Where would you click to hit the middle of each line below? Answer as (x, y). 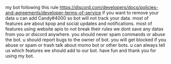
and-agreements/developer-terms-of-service (53, 13)
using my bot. (20, 56)
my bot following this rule (32, 7)
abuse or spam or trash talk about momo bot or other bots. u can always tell (85, 45)
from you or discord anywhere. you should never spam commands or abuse (85, 34)
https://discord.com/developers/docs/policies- (109, 7)
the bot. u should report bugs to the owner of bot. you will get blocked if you (86, 40)
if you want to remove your (131, 13)
